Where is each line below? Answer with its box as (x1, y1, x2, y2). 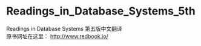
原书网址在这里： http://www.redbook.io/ (6, 32, 109, 40)
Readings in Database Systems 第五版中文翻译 (6, 25, 122, 32)
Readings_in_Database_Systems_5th (6, 4, 196, 18)
